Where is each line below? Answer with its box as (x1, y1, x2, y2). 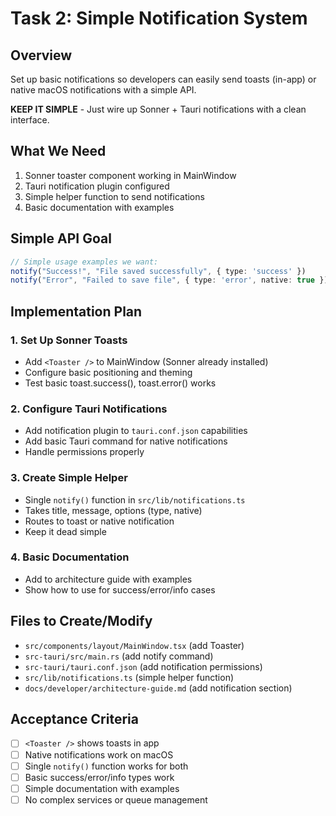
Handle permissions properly (24, 446, 145, 458)
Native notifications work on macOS (24, 748, 174, 761)
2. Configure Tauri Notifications (10, 402, 168, 416)
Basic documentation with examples (24, 201, 175, 213)
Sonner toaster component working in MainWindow (24, 169, 237, 181)
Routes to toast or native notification (24, 515, 175, 527)
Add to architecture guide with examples (24, 573, 193, 585)
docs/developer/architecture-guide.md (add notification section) (24, 682, 293, 694)
